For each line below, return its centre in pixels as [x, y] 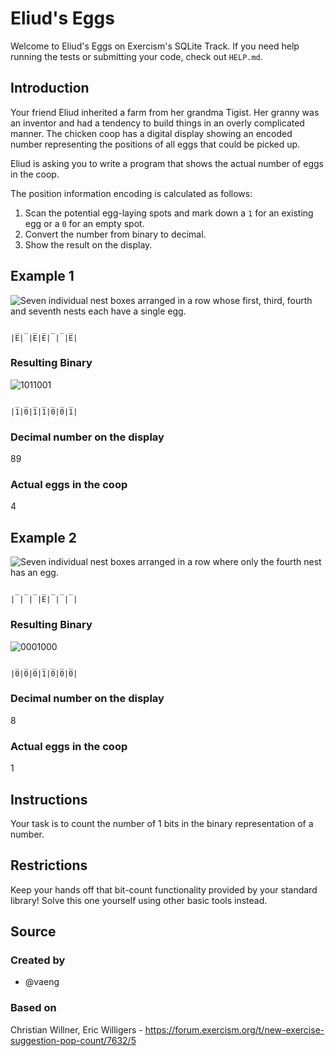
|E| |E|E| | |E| [44, 338]
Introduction [50, 88]
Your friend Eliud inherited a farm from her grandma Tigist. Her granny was [165, 112]
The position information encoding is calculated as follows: [131, 193]
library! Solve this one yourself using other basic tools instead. [139, 900]
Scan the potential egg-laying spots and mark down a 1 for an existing [169, 213]
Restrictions [49, 865]
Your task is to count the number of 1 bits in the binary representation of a [162, 823]
